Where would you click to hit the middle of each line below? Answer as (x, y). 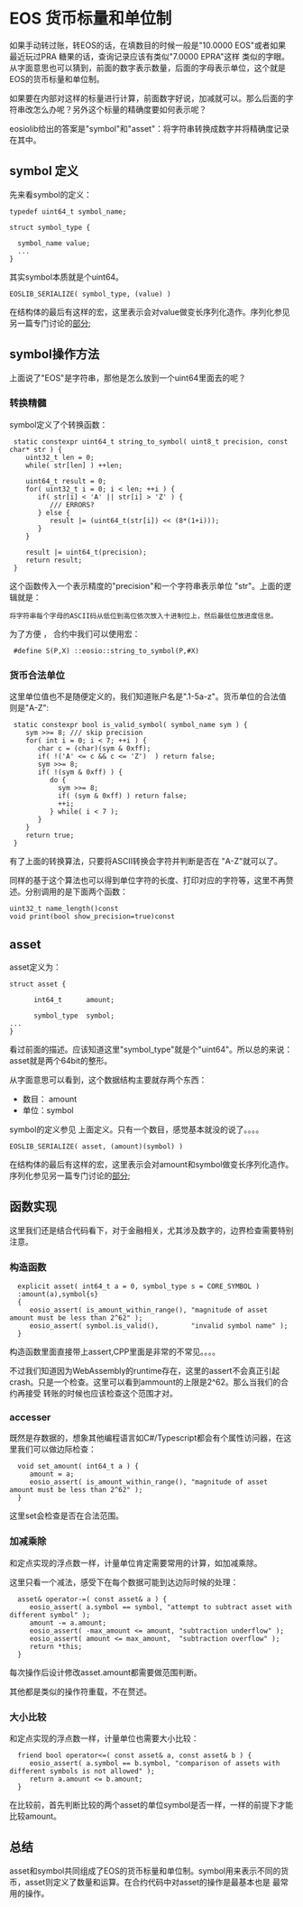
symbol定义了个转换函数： (59, 424)
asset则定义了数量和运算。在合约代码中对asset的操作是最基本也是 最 (153, 1882)
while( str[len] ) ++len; (74, 465)
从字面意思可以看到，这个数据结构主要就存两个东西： (108, 1080)
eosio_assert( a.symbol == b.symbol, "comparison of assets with (155, 1763)
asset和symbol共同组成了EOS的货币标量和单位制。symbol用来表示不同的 (145, 1870)
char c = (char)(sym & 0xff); (94, 749)
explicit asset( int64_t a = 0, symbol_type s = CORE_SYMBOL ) (138, 1286)
